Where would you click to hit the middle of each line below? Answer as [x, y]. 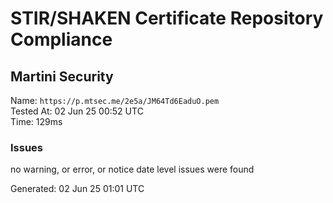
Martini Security [62, 76]
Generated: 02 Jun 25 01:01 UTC [77, 189]
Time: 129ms [36, 121]
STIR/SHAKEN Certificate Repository [167, 18]
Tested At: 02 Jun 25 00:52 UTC [77, 111]
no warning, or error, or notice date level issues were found [132, 169]
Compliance [61, 39]
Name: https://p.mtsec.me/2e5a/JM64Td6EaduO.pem [115, 100]
